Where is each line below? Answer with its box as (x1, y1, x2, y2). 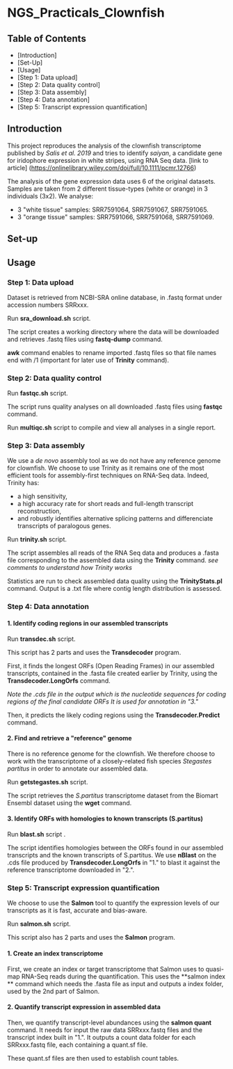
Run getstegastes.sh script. (7, 777, 88, 786)
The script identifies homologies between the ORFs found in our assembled (7, 844, 224, 852)
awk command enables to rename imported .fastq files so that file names (7, 348, 217, 356)
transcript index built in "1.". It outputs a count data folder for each (7, 1033, 196, 1041)
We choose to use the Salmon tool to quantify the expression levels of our (7, 899, 220, 908)
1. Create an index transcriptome (7, 949, 104, 958)
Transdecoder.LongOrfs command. (7, 676, 111, 685)
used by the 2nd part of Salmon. (7, 987, 100, 995)
